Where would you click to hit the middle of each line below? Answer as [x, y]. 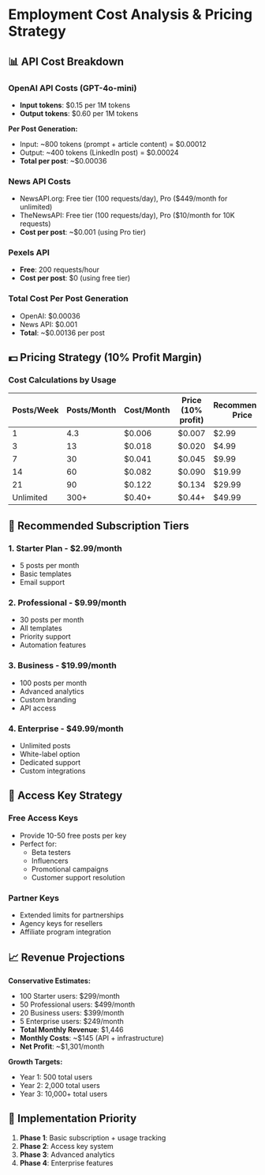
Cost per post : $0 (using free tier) [75, 278]
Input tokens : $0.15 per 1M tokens [75, 105]
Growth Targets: [35, 1061]
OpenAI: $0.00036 [50, 316]
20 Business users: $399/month [72, 1012]
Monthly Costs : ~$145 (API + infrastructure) [91, 1038]
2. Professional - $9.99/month [67, 603]
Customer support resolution [78, 877]
